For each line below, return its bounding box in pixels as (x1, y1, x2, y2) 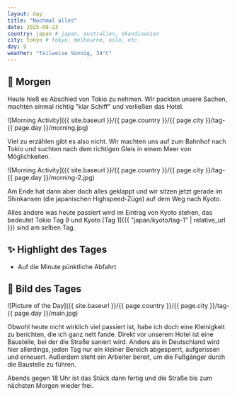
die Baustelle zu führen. (7, 360, 76, 369)
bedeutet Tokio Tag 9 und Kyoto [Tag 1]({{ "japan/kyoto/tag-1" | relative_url (7, 215, 226, 224)
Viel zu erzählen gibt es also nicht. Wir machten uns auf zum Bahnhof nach (7, 137, 226, 146)
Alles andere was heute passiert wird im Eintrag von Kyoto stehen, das (7, 208, 213, 216)
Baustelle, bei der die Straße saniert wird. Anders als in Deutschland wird (7, 338, 220, 346)
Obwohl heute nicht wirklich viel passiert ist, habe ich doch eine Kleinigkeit (7, 323, 225, 331)
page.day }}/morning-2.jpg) (13, 173, 96, 182)
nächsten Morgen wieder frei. (7, 381, 94, 390)
